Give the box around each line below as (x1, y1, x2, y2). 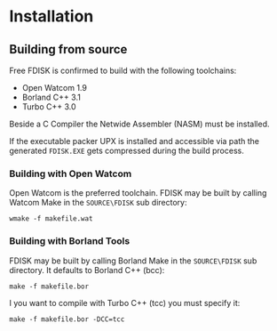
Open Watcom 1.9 (21, 83, 87, 93)
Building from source (9, 42, 128, 57)
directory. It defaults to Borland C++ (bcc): (9, 264, 165, 275)
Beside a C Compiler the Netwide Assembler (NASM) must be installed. (9, 118, 270, 129)
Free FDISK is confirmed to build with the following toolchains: (9, 65, 237, 76)
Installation (9, 6, 94, 27)
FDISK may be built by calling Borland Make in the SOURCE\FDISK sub (9, 255, 257, 266)
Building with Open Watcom (9, 167, 132, 180)
